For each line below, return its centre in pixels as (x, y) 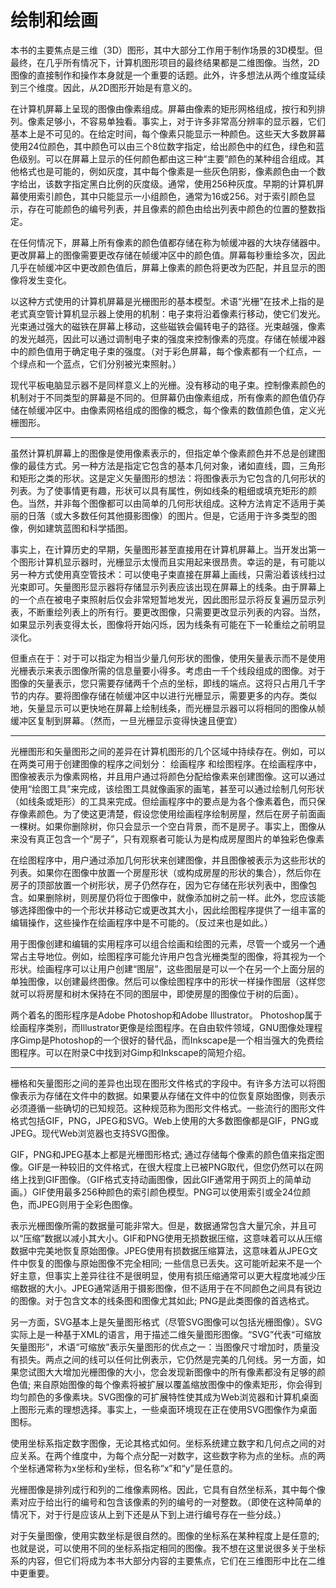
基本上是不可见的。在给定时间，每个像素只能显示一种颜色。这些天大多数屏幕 (168, 133)
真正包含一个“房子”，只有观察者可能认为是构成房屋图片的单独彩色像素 (180, 838)
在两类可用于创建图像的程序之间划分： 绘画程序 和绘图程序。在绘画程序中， (166, 763)
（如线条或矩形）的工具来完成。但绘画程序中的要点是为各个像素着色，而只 (163, 801)
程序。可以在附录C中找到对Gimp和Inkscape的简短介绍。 (135, 1052)
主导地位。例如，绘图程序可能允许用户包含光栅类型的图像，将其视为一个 (176, 956)
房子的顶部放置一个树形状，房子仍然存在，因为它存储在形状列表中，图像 (159, 885)
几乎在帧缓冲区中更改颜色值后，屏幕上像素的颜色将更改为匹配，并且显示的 (163, 267)
